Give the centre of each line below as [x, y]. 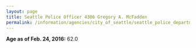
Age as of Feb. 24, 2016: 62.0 [42, 39]
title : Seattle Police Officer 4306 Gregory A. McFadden [77, 17]
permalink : [19, 22]
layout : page [22, 11]
